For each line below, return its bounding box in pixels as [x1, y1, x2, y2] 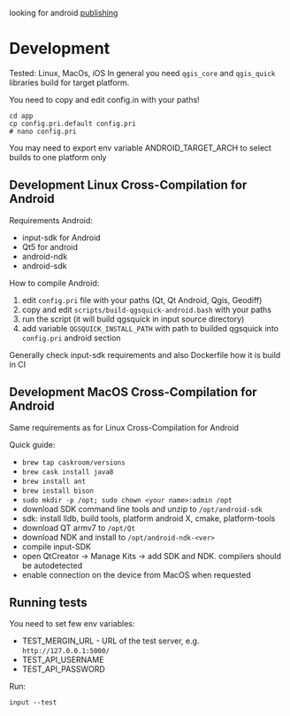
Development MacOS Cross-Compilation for [9, 385, 258, 400]
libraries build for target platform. [9, 77, 130, 88]
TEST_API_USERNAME [21, 655, 104, 665]
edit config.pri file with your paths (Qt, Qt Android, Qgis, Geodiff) [21, 294, 263, 305]
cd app [9, 111, 34, 121]
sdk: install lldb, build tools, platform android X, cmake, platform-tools [21, 513, 276, 524]
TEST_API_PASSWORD [21, 664, 106, 674]
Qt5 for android [21, 241, 78, 252]
